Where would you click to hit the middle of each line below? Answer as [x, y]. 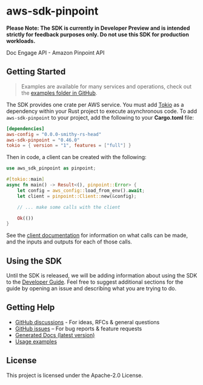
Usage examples [36, 341]
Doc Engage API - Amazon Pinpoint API [55, 52]
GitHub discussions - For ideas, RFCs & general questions [87, 322]
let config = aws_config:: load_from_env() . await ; [81, 190]
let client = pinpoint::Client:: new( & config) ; [77, 196]
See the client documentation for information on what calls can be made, [97, 236]
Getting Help [31, 308]
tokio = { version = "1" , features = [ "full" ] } [69, 146]
